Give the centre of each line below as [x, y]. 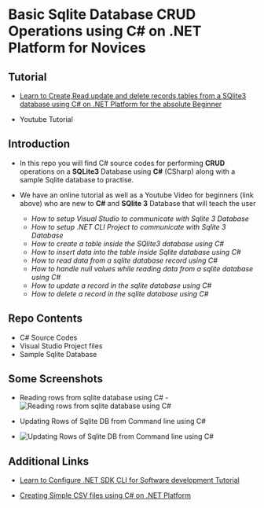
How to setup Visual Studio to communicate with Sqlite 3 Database [140, 219]
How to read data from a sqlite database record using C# [125, 260]
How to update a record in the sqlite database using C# [121, 285]
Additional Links [49, 461]
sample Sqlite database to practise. [77, 179]
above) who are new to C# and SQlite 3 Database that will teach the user [137, 203]
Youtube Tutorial [46, 119]
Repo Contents [45, 319]
